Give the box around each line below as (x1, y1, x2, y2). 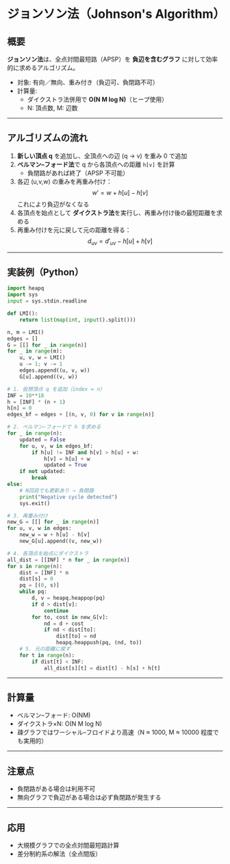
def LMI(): (7, 310, 38, 317)
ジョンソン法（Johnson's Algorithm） (7, 6, 226, 22)
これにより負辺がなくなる (16, 200, 90, 208)
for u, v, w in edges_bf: (19, 442, 94, 449)
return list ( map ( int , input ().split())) (19, 316, 136, 323)
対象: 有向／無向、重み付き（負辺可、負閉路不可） (16, 78, 159, 86)
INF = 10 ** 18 (7, 392, 44, 399)
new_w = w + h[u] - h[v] (19, 531, 90, 538)
